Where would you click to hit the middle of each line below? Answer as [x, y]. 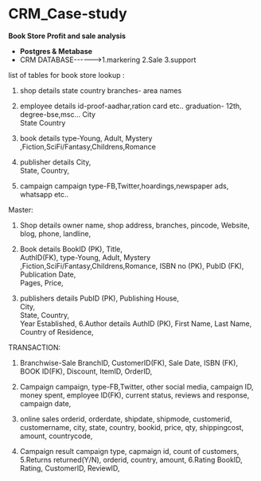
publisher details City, [55, 162]
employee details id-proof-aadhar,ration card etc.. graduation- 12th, [130, 106]
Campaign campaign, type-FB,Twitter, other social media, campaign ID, [136, 386]
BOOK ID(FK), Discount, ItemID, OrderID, [86, 371]
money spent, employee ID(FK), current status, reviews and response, [134, 395]
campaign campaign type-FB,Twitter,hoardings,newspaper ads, [124, 186]
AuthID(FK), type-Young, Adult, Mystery [85, 257]
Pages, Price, [41, 282]
